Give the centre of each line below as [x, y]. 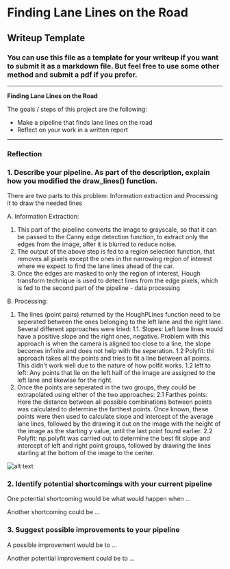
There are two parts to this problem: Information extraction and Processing [113, 196]
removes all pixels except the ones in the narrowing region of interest [114, 259]
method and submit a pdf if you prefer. [73, 75]
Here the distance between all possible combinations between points [114, 402]
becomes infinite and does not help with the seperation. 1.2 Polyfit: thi [115, 351]
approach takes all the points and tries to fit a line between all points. [114, 359]
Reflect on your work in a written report [73, 130]
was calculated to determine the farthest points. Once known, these [113, 409]
